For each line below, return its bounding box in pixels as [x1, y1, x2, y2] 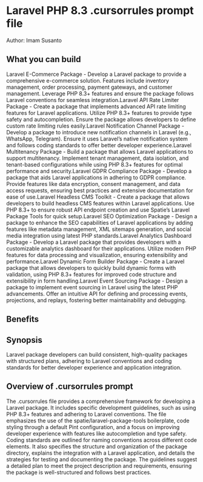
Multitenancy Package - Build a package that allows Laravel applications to [6, 148, 193, 155]
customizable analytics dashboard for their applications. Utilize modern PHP [6, 244, 197, 252]
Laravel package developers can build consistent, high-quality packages [6, 351, 188, 358]
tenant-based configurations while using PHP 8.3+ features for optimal [6, 160, 183, 168]
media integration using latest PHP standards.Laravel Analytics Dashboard [6, 232, 192, 239]
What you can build [6, 54, 81, 64]
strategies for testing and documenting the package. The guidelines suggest [6, 455, 198, 463]
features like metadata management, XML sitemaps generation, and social [6, 226, 192, 233]
